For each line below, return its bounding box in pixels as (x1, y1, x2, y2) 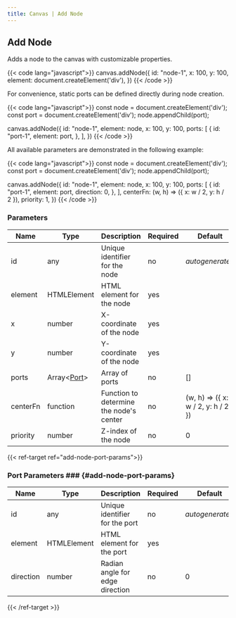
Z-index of (100, 426, 137, 436)
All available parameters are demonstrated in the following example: (7, 146, 204, 154)
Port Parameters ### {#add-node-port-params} (7, 470, 176, 480)
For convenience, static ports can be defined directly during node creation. (7, 89, 225, 99)
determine (100, 397, 136, 407)
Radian (100, 559, 124, 569)
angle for (100, 567, 131, 577)
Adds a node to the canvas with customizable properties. (7, 55, 173, 63)
